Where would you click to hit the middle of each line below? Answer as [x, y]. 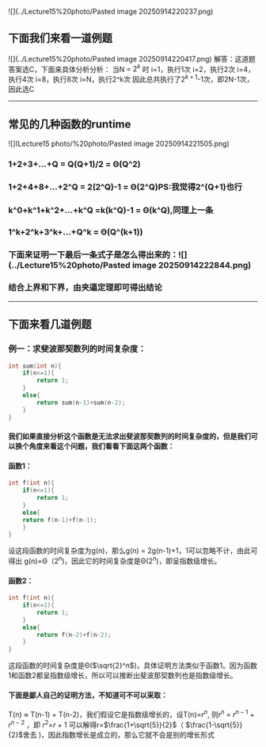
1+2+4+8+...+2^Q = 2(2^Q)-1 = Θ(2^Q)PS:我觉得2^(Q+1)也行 [125, 187]
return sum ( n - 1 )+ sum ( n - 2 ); [81, 402]
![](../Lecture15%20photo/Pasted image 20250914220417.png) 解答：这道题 [132, 59]
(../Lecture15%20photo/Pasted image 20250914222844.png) [130, 265]
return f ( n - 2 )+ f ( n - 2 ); [74, 635]
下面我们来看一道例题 [60, 38]
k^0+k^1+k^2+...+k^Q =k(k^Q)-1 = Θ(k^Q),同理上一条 [111, 210]
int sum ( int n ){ [35, 366]
